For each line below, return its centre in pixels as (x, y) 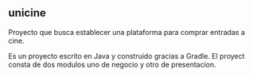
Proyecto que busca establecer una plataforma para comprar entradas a (127, 32)
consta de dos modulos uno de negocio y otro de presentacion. (112, 64)
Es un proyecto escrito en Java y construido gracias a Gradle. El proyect (127, 56)
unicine (27, 13)
